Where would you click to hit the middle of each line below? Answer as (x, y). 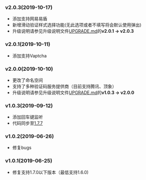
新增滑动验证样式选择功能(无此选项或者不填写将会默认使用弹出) (77, 25)
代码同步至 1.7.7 (27, 123)
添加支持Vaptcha (29, 55)
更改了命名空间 (27, 80)
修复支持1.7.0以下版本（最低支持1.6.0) (50, 172)
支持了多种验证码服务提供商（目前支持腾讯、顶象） (64, 86)
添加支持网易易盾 (30, 19)
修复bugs (22, 148)
